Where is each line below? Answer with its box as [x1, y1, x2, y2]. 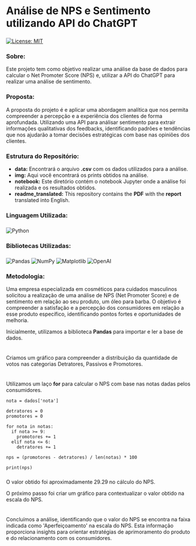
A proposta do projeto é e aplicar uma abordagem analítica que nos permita [6, 106, 188, 113]
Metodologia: [6, 272, 45, 280]
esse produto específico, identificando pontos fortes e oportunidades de [6, 310, 181, 317]
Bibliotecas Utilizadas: [6, 242, 71, 250]
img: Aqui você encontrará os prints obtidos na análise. [14, 172, 149, 179]
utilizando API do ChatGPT [6, 16, 138, 30]
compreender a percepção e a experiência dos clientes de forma [6, 112, 163, 119]
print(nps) [6, 464, 33, 471]
